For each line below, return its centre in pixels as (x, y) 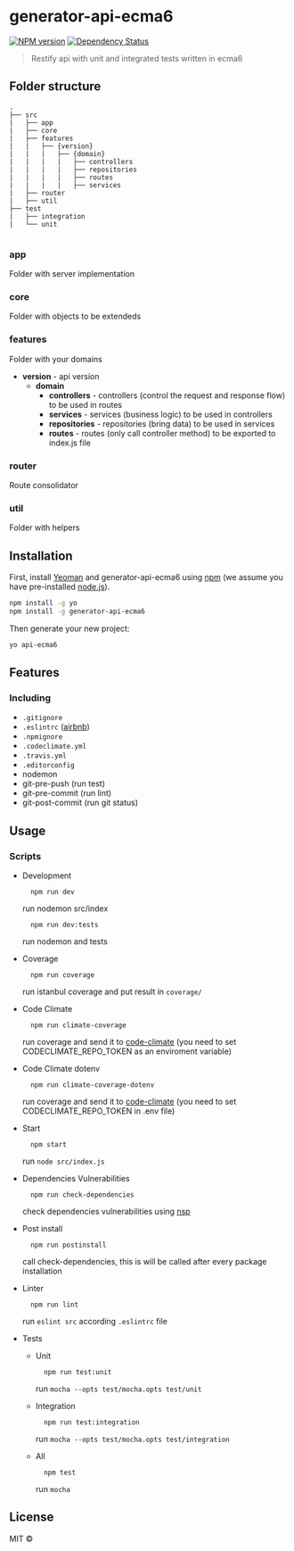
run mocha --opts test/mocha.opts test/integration (132, 1439)
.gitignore (42, 718)
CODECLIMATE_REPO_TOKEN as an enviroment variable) (127, 1051)
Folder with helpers (45, 527)
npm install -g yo (43, 603)
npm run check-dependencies (83, 1195)
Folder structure (55, 87)
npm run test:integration (91, 1422)
